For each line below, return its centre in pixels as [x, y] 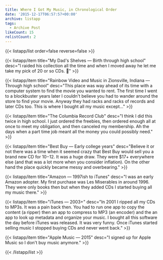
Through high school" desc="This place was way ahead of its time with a [79, 85]
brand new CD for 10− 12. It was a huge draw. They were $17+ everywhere [80, 156]
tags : [11, 23]
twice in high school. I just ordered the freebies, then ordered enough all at [80, 121]
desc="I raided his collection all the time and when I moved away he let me [81, 65]
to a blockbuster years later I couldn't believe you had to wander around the [81, 96]
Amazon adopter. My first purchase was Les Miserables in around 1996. [77, 182]
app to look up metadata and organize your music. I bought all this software [81, 217]
